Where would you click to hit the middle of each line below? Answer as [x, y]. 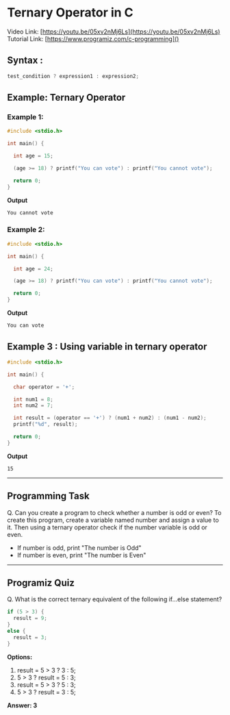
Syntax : [25, 61]
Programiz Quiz [41, 583]
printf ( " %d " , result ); [46, 425]
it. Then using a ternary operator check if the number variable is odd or [107, 527]
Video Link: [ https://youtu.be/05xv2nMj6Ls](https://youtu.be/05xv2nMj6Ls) [114, 32]
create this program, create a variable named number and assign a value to [113, 520]
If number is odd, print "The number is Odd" [79, 548]
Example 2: [26, 229]
